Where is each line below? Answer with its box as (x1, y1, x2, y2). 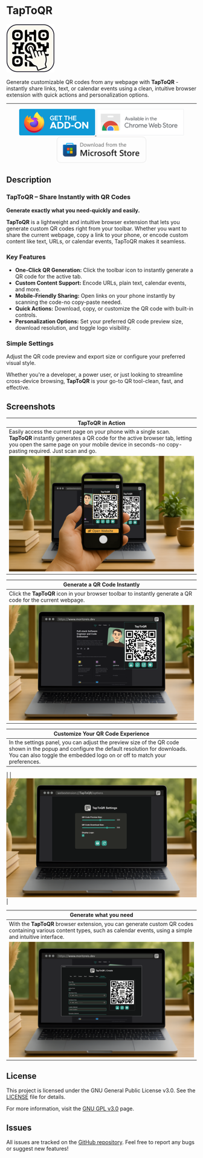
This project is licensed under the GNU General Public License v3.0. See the (6, 1087, 196, 1094)
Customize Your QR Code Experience (53, 730, 150, 738)
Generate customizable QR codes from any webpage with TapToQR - (6, 78, 179, 85)
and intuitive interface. (8, 933, 65, 940)
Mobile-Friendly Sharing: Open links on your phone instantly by (14, 292, 175, 299)
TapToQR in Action (77, 419, 126, 426)
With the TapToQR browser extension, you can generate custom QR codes (8, 920, 194, 927)
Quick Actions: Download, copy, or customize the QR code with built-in (14, 304, 194, 312)
